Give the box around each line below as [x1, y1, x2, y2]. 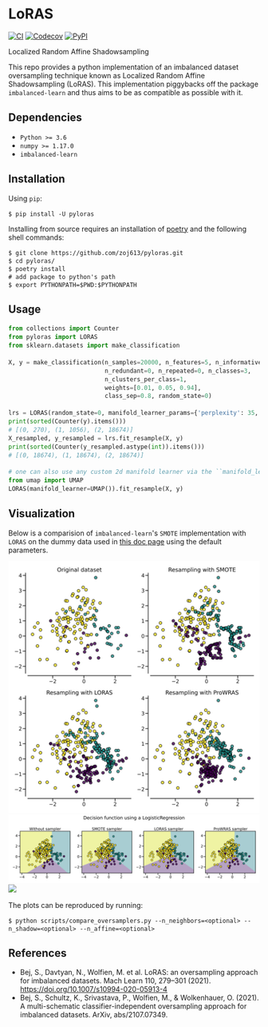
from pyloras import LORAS [8, 333, 98, 341]
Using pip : [8, 193, 42, 203]
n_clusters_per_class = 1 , [104, 375, 187, 384]
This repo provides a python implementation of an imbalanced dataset [8, 62, 239, 72]
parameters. [8, 545, 49, 555]
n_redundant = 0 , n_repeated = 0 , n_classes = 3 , [104, 367, 251, 375]
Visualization [8, 507, 76, 520]
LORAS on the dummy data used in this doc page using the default [8, 536, 222, 546]
